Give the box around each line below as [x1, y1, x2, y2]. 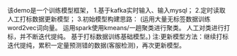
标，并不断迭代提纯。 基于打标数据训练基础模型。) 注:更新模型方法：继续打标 [7, 32, 229, 41]
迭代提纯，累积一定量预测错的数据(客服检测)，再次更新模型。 [7, 41, 186, 49]
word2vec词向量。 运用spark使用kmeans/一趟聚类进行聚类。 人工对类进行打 [7, 24, 231, 31]
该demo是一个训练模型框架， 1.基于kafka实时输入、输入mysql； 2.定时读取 [7, 6, 226, 14]
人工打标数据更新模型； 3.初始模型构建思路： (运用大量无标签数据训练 [7, 15, 211, 23]
